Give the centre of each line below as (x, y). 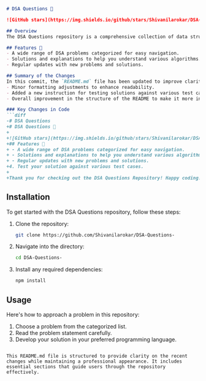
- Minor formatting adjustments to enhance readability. (81, 87)
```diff (16, 115)
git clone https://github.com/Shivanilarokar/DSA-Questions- (95, 235)
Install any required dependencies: (59, 270)
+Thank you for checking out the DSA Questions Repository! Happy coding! (104, 178)
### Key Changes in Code (38, 110)
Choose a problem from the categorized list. (71, 326)
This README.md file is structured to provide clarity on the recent (97, 356)
